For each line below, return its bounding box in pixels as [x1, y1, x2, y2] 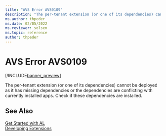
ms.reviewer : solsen [5, 26, 48, 31]
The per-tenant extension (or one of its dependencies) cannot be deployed [5, 82, 158, 88]
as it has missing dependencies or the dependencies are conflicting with [5, 87, 153, 93]
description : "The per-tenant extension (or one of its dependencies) [5, 12, 154, 17]
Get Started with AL [5, 120, 45, 126]
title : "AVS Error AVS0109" [5, 7, 63, 12]
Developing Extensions [5, 125, 52, 131]
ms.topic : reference [5, 30, 48, 35]
